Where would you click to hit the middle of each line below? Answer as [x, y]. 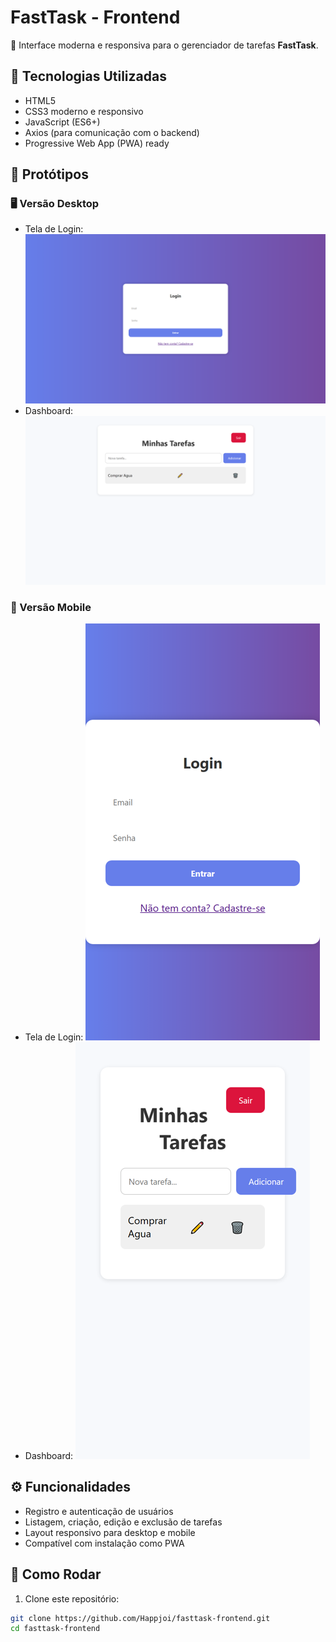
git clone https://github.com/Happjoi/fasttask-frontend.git [140, 1618]
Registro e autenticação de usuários [99, 1511]
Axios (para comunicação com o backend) [112, 132]
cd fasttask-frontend [55, 1629]
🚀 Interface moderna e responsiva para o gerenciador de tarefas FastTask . [164, 45]
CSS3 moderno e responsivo [84, 111]
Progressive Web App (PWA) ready [97, 143]
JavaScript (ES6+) [62, 122]
